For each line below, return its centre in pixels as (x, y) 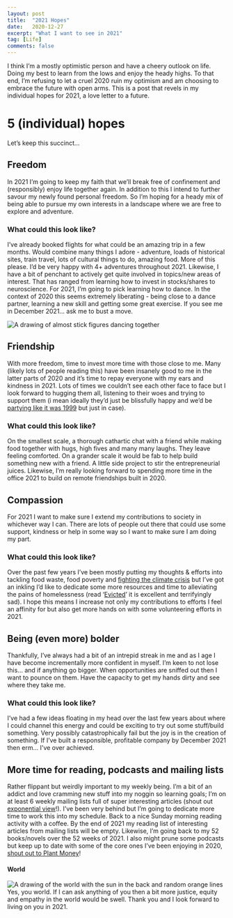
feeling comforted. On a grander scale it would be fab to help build (103, 456)
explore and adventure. (41, 211)
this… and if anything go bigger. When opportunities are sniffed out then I (112, 671)
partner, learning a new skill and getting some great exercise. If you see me (115, 304)
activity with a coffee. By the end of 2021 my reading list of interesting (107, 824)
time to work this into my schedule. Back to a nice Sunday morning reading (115, 816)
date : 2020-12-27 (35, 26)
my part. (19, 539)
